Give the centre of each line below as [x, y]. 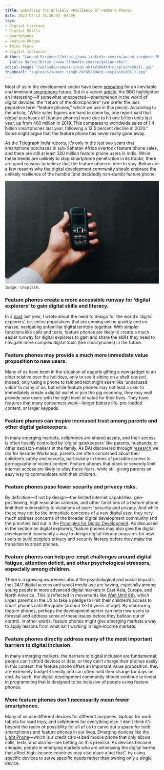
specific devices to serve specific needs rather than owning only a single [79, 758]
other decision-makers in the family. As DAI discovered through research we [82, 448]
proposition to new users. [36, 361]
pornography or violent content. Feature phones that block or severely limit [81, 463]
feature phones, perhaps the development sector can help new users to [77, 611]
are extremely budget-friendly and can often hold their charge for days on [79, 671]
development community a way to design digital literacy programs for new [80, 533]
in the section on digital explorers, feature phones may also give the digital [80, 528]
